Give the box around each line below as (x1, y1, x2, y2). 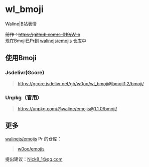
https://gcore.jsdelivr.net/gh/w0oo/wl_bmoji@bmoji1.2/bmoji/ (17, 80, 144, 86)
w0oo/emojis (17, 145, 45, 151)
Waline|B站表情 (5, 21, 37, 27)
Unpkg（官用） (5, 94, 43, 101)
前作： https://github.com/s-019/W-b (5, 31, 81, 37)
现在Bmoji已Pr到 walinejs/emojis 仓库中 (5, 38, 87, 44)
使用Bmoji (5, 54, 37, 62)
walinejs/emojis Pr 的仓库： (5, 135, 62, 141)
